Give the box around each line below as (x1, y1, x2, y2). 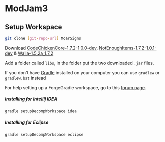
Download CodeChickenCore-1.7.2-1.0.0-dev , (5, 45, 98, 51)
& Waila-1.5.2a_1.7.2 (14, 50, 54, 56)
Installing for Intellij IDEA (5, 96, 58, 102)
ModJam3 (5, 3, 48, 14)
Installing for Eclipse (5, 119, 49, 125)
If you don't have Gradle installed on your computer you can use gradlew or (5, 69, 160, 75)
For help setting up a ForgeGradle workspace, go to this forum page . (5, 84, 146, 90)
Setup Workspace (5, 23, 62, 31)
